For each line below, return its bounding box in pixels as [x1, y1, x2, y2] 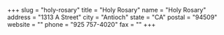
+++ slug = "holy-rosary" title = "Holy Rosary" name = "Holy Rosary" [7, 6, 206, 14]
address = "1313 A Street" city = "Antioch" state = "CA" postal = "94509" [7, 13, 218, 21]
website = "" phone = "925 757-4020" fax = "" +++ [7, 21, 156, 28]
